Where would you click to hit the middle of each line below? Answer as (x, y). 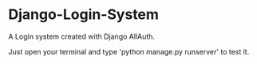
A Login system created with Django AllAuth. (82, 36)
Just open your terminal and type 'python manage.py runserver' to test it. (129, 51)
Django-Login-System (84, 15)
